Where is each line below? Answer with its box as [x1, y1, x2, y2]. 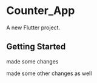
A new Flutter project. [6, 24, 61, 31]
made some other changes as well [6, 70, 92, 77]
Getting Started [6, 41, 66, 52]
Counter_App [6, 4, 75, 18]
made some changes [6, 57, 59, 65]
